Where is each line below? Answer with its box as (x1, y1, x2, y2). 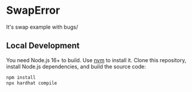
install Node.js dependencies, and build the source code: (6, 63, 146, 70)
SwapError (6, 4, 60, 17)
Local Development (6, 41, 80, 51)
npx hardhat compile (6, 80, 58, 86)
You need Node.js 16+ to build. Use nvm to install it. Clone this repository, (6, 56, 187, 63)
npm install (6, 74, 36, 81)
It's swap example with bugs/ (6, 23, 79, 30)
